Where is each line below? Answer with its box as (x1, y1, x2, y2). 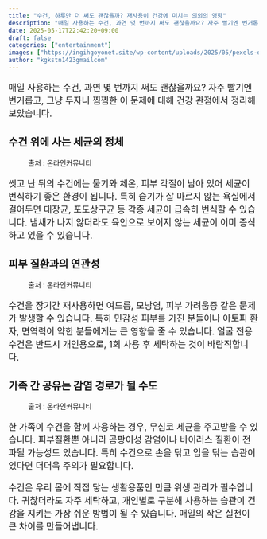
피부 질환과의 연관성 (8, 257, 100, 271)
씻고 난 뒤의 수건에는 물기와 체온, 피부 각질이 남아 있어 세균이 (8, 178, 250, 189)
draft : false (8, 33, 52, 42)
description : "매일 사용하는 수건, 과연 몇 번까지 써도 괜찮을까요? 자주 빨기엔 (8, 19, 239, 27)
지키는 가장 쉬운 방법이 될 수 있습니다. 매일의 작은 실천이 (27, 508, 250, 520)
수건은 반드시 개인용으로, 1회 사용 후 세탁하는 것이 (8, 338, 205, 350)
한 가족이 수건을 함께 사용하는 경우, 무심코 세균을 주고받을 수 (8, 421, 248, 433)
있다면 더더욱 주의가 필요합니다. (8, 460, 134, 472)
